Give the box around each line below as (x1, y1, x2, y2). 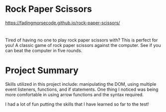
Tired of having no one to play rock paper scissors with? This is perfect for (5, 37, 158, 43)
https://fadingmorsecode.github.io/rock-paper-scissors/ (5, 20, 120, 26)
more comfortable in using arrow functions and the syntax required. (5, 92, 144, 98)
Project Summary (5, 65, 79, 76)
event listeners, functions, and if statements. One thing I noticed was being (5, 86, 159, 92)
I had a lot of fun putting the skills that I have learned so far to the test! (5, 101, 149, 107)
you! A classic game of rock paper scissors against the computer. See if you (5, 42, 161, 48)
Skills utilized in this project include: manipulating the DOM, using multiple (5, 81, 157, 87)
